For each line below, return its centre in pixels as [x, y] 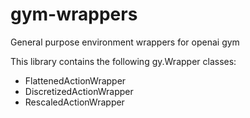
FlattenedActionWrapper [75, 80]
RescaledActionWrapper [74, 102]
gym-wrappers [74, 14]
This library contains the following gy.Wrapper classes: [123, 61]
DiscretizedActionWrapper [79, 91]
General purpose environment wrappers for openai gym [125, 42]
